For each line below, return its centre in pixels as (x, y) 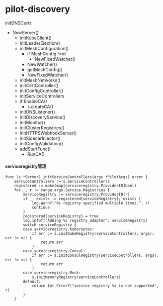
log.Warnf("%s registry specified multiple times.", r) (91, 203)
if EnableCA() (33, 101)
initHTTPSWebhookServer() (48, 133)
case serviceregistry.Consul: (54, 251)
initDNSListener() (38, 112)
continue (41, 207)
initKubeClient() (36, 38)
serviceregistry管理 (26, 166)
